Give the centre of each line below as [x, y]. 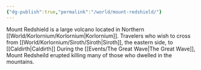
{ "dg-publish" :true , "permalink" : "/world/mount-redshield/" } [84, 12]
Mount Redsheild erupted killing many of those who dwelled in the [89, 55]
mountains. [20, 61]
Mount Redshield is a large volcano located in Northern [75, 29]
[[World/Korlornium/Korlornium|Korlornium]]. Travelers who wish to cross [98, 36]
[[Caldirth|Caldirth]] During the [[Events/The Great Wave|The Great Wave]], [101, 49]
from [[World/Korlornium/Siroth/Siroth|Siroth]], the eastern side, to [90, 42]
